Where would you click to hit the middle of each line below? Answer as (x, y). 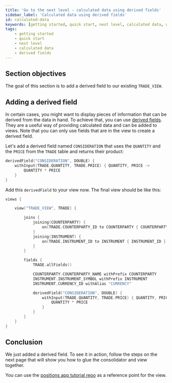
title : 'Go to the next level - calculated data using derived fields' (83, 10)
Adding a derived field (41, 102)
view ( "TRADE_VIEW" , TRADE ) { (46, 208)
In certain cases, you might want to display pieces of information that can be (86, 114)
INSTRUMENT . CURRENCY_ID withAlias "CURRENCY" (82, 284)
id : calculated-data (27, 19)
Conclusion (24, 342)
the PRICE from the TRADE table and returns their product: (64, 152)
